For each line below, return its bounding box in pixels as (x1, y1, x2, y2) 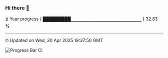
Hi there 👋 (5, 4, 30, 11)
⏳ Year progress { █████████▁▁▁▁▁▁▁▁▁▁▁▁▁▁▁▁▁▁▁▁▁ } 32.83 (5, 16, 158, 22)
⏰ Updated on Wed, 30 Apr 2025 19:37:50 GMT (5, 37, 103, 44)
